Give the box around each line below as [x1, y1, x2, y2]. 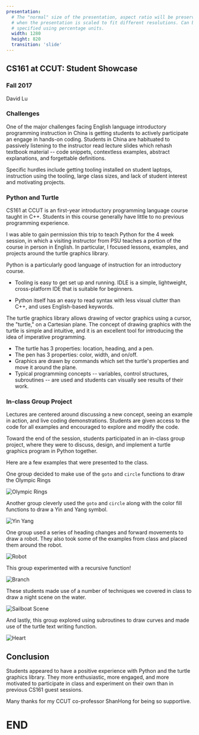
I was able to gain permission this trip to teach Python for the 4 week [6, 231, 174, 238]
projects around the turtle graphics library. [6, 250, 110, 257]
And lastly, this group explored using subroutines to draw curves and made [6, 617, 190, 624]
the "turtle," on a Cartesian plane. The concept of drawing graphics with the [6, 321, 191, 328]
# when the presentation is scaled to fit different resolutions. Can [11, 20, 190, 25]
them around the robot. [6, 541, 63, 548]
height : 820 [11, 36, 41, 42]
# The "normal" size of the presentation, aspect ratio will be [11, 14, 174, 20]
